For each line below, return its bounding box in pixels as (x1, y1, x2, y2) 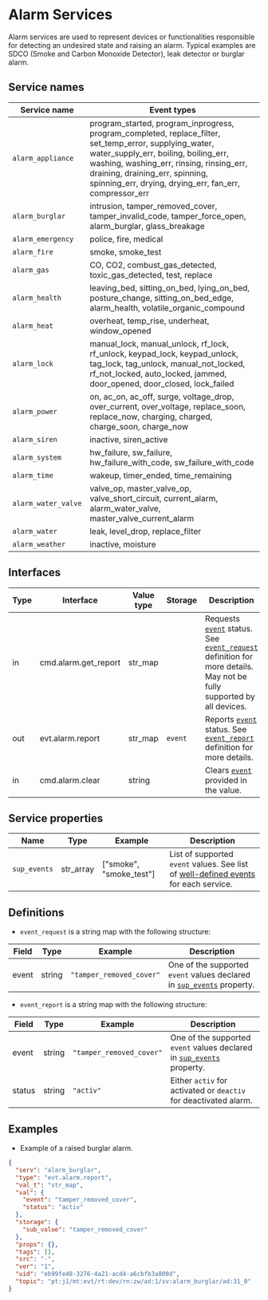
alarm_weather (12, 539, 66, 548)
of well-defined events (169, 868, 255, 879)
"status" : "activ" (22, 1203, 84, 1211)
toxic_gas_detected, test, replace (89, 269, 213, 280)
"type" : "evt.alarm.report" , (15, 1173, 112, 1182)
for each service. (169, 879, 233, 890)
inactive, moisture (89, 539, 157, 550)
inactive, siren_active (89, 433, 168, 445)
